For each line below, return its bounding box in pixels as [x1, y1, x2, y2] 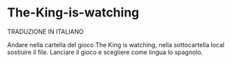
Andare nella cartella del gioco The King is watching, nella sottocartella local [7, 40, 225, 49]
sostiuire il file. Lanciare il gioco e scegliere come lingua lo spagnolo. [7, 48, 203, 56]
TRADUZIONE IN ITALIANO [7, 27, 84, 36]
